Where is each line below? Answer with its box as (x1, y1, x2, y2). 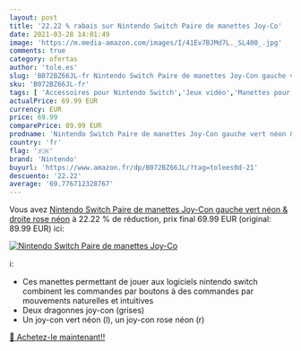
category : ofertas (9, 55, 78, 64)
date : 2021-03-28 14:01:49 (9, 30, 110, 39)
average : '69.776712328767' (9, 180, 115, 189)
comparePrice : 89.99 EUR (9, 122, 102, 131)
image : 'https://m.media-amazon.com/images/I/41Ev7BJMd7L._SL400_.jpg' (9, 38, 282, 47)
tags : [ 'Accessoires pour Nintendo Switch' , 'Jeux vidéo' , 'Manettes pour (9, 88, 291, 97)
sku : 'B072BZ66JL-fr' (9, 80, 90, 89)
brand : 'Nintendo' (9, 154, 78, 164)
